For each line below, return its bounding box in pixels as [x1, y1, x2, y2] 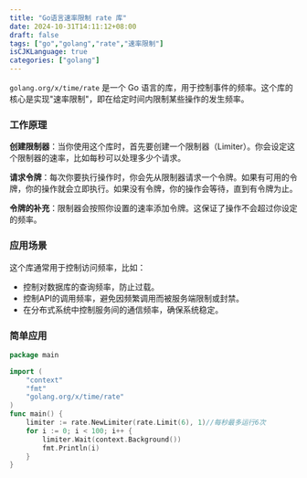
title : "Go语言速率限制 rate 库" [9, 13, 127, 23]
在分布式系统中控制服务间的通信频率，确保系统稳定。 [22, 303, 224, 315]
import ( [9, 366, 43, 376]
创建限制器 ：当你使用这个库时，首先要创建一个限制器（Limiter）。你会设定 [9, 141, 288, 152]
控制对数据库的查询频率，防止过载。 [22, 281, 160, 292]
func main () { [9, 409, 64, 419]
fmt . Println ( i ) [42, 443, 101, 452]
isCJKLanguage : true [9, 48, 89, 57]
